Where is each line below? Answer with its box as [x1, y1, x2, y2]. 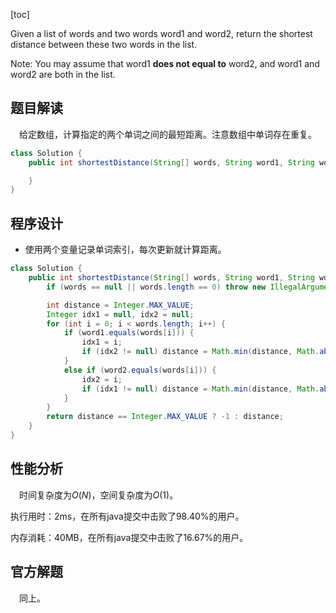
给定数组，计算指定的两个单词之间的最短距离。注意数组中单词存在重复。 [19, 128, 317, 140]
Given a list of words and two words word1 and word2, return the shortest [10, 28, 313, 39]
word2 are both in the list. [10, 69, 116, 80]
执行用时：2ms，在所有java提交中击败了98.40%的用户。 [10, 510, 245, 522]
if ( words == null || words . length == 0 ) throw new [46, 282, 267, 292]
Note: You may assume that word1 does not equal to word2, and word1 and [10, 58, 320, 69]
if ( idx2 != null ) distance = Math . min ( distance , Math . [81, 347, 320, 357]
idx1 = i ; [81, 337, 123, 348]
